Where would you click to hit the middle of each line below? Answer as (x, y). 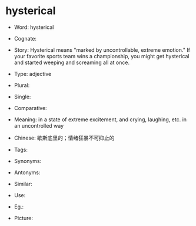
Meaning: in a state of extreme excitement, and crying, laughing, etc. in (100, 119)
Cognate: (25, 38)
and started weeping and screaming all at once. (72, 62)
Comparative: (31, 108)
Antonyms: (27, 172)
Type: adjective (33, 74)
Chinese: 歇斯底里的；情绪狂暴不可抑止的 (64, 138)
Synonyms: (28, 161)
